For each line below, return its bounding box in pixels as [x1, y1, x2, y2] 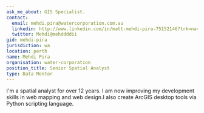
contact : [6, 15, 29, 21]
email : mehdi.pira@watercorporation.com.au [12, 20, 123, 26]
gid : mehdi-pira [6, 37, 47, 43]
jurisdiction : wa [6, 43, 50, 49]
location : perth [6, 48, 47, 54]
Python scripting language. [6, 100, 74, 108]
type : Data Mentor [6, 71, 53, 77]
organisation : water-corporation [6, 59, 91, 65]
